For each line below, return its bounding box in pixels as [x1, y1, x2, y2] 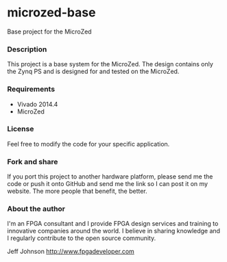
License [7, 125, 34, 134]
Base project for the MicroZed [7, 27, 92, 36]
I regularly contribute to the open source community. [7, 234, 156, 242]
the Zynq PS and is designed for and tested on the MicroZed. [7, 67, 180, 76]
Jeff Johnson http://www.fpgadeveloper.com [7, 248, 135, 256]
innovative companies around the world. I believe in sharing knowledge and [7, 227, 221, 235]
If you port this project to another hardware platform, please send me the [7, 172, 213, 181]
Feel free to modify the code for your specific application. [7, 140, 170, 148]
